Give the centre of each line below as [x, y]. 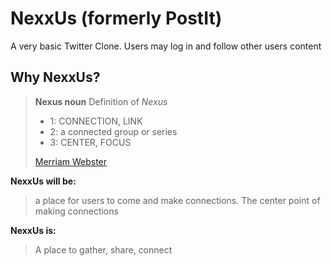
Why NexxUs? [55, 77]
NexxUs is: [33, 230]
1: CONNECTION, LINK [96, 121]
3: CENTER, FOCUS [90, 142]
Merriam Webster [71, 161]
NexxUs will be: [43, 181]
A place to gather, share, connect [103, 249]
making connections [76, 211]
